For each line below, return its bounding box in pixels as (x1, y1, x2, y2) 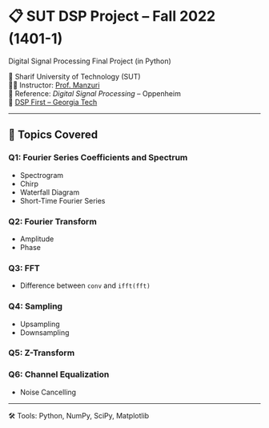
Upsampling (19, 319, 60, 329)
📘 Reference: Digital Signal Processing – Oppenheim (8, 88, 182, 98)
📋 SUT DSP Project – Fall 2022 (8, 7, 216, 26)
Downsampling (19, 327, 70, 337)
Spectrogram (19, 170, 64, 180)
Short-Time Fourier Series (19, 196, 106, 205)
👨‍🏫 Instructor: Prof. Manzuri (8, 80, 100, 90)
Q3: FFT (8, 262, 40, 273)
